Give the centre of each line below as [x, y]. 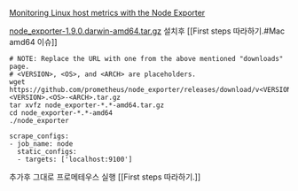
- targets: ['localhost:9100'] [75, 159]
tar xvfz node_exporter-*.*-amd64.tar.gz [87, 105]
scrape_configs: [39, 136]
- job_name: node [41, 144]
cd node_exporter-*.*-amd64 [61, 113]
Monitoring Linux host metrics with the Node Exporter [107, 13]
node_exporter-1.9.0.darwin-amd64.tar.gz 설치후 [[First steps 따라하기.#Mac [147, 31]
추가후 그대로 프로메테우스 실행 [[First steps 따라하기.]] [105, 177]
